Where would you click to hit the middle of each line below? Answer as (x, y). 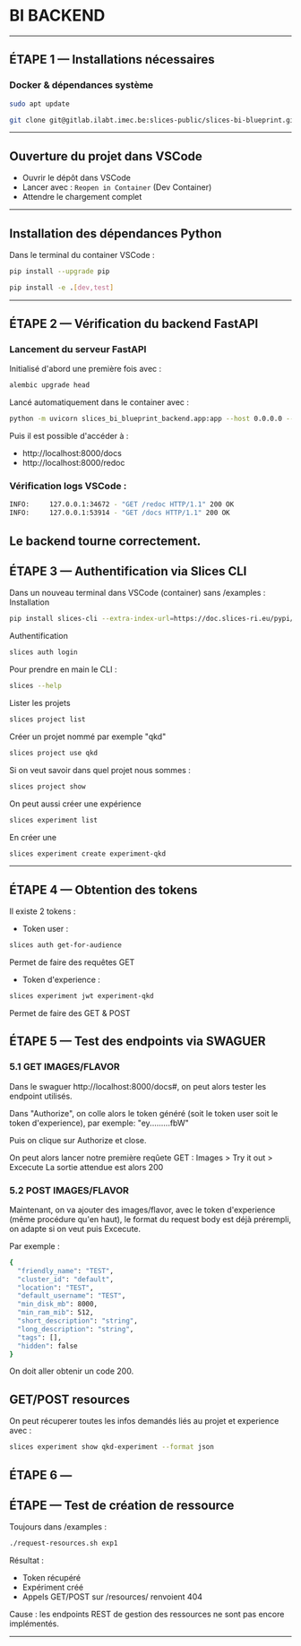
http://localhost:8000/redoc (73, 463)
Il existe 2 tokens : (43, 911)
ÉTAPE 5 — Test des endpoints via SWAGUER (138, 1042)
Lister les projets (40, 703)
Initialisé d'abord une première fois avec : (86, 369)
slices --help (36, 686)
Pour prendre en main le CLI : (63, 669)
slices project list (48, 720)
